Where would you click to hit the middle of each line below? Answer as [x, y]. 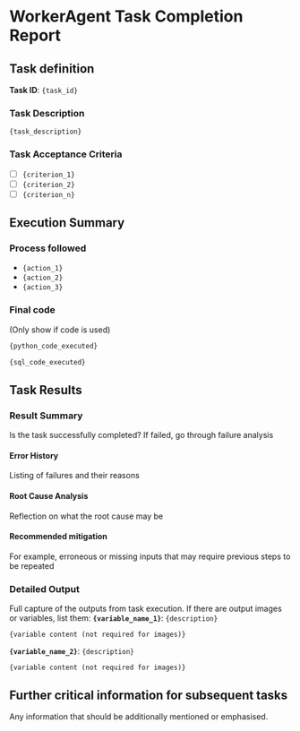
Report [35, 35]
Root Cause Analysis [49, 496]
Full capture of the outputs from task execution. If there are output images [146, 609]
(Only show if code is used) [60, 330]
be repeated [32, 565]
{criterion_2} [48, 185]
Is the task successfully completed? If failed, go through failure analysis [141, 435]
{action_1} [43, 269]
